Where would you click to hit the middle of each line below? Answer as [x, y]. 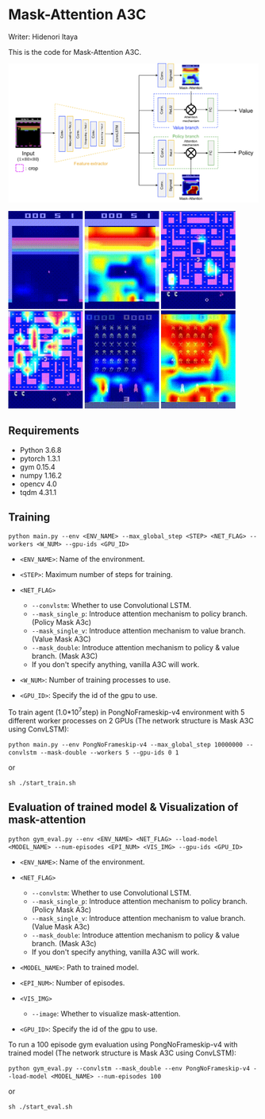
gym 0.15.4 [37, 466]
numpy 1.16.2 [40, 475]
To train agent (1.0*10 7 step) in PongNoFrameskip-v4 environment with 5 [127, 712]
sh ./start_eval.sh [40, 1107]
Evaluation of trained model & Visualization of [123, 807]
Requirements [44, 431]
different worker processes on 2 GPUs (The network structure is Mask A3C [131, 721]
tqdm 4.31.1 [38, 492]
